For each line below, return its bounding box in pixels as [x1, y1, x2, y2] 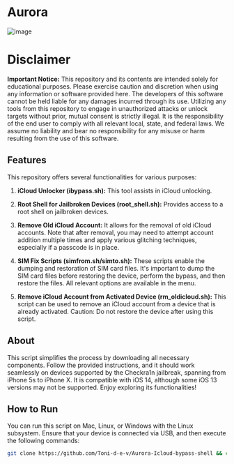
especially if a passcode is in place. [17, 243, 120, 251]
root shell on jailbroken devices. [17, 207, 109, 216]
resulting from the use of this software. [7, 134, 119, 142]
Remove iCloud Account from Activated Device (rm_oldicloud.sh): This [17, 292, 226, 301]
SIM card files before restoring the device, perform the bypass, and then [17, 271, 226, 280]
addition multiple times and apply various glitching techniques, [17, 235, 197, 244]
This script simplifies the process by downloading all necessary [7, 353, 189, 361]
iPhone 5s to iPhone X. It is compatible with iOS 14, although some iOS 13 [7, 375, 217, 384]
